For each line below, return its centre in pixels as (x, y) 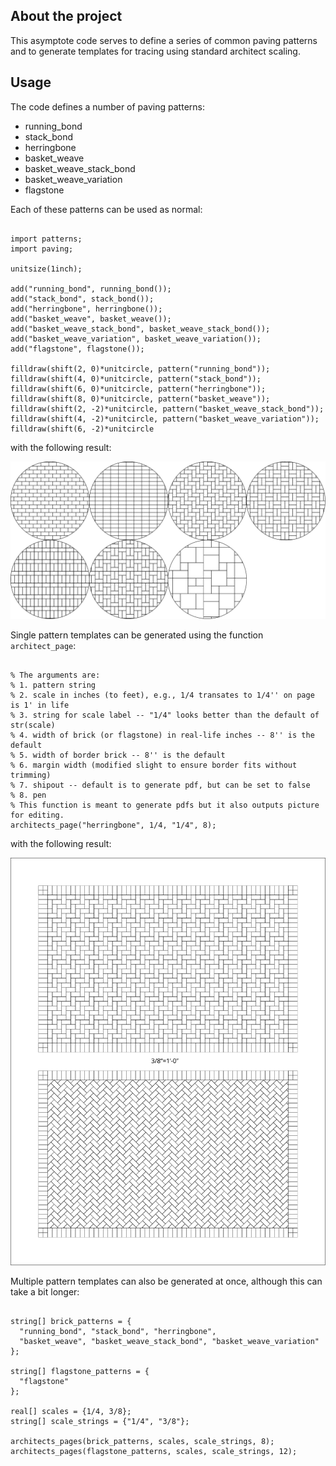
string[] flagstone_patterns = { (80, 1372)
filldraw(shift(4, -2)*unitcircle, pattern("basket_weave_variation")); (165, 419)
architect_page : (43, 645)
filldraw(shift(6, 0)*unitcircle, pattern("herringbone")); (138, 389)
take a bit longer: (45, 1292)
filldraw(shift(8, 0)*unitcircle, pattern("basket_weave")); (140, 399)
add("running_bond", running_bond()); (91, 289)
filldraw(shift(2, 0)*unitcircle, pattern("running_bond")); (140, 369)
